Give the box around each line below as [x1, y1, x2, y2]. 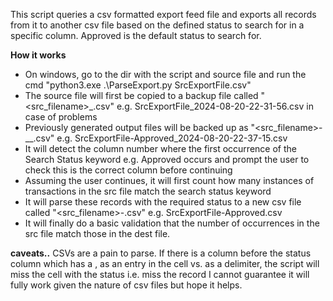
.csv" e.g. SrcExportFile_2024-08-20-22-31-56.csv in [93, 100, 314, 112]
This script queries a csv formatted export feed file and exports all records [10, 9, 317, 20]
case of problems [24, 111, 98, 123]
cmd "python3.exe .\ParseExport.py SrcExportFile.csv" [24, 79, 252, 91]
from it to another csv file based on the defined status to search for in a [10, 19, 305, 31]
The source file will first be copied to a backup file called [24, 90, 259, 101]
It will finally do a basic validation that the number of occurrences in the [24, 217, 320, 229]
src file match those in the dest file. [24, 228, 171, 239]
